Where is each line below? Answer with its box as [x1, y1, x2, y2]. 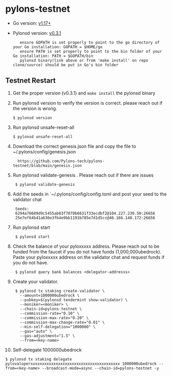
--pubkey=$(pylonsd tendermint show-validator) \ [19, 297, 128, 303]
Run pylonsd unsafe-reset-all [12, 124, 74, 130]
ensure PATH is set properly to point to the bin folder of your [19, 49, 162, 54]
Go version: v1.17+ [12, 20, 51, 26]
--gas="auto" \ [19, 329, 52, 334]
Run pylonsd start [12, 224, 50, 230]
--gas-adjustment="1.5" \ [19, 333, 75, 339]
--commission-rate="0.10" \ [19, 311, 80, 316]
